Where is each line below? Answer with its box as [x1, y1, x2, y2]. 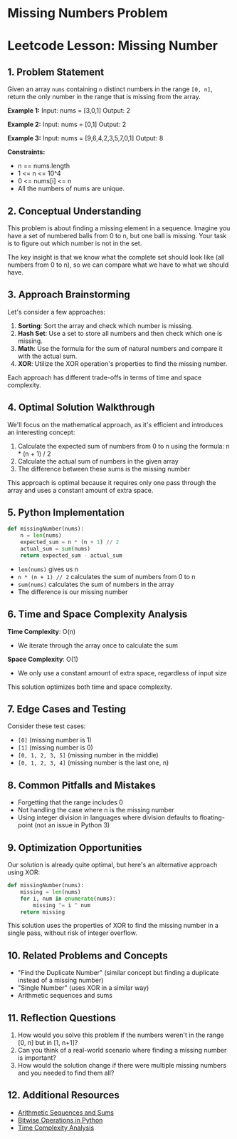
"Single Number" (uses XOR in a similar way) [17, 984, 149, 992]
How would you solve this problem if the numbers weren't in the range [17, 1031, 224, 1039]
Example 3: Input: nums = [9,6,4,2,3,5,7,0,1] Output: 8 [7, 134, 164, 143]
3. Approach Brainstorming [7, 289, 130, 301]
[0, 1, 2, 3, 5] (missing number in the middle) [17, 751, 159, 760]
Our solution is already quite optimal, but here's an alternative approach [7, 861, 218, 869]
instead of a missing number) [17, 976, 104, 985]
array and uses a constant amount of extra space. [7, 486, 154, 494]
